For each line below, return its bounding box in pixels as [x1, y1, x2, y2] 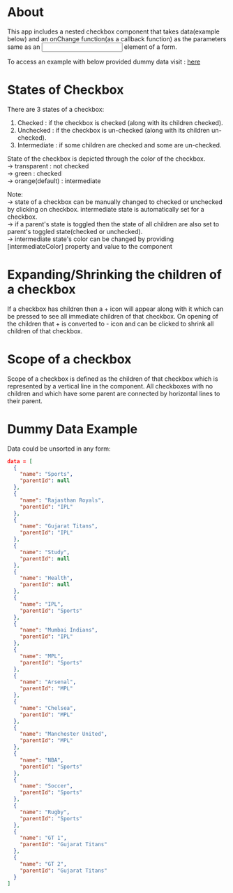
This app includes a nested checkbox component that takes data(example [7, 27, 220, 36]
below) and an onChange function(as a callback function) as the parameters [7, 34, 227, 43]
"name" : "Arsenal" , [20, 678, 77, 685]
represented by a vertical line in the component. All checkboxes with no [7, 382, 213, 390]
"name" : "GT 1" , [20, 834, 68, 842]
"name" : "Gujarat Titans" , [20, 523, 98, 530]
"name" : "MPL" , [20, 653, 64, 660]
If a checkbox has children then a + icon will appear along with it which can [7, 305, 224, 313]
